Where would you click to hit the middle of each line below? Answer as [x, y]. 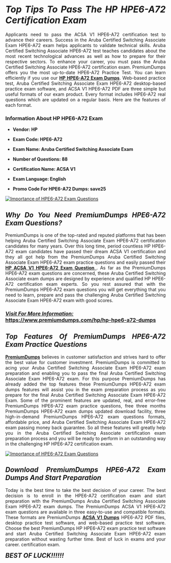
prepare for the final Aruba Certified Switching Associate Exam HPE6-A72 [85, 395]
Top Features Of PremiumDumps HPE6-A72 [85, 337]
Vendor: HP [25, 129]
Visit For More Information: [39, 313]
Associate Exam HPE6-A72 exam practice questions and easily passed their [85, 262]
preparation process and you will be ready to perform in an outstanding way [85, 438]
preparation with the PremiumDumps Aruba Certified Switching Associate [85, 501]
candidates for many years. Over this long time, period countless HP [78, 246]
